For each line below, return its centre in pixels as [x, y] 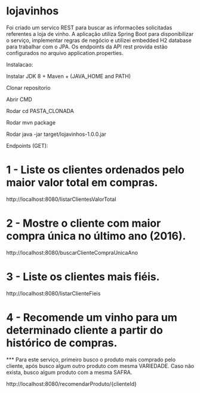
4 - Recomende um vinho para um [92, 317]
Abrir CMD [19, 99]
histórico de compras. [62, 343]
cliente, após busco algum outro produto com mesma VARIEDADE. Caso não [100, 365]
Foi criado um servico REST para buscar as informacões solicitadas [89, 28]
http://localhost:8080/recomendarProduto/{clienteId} [72, 383]
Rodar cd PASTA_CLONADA [40, 111]
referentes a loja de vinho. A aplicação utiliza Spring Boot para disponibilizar [100, 33]
